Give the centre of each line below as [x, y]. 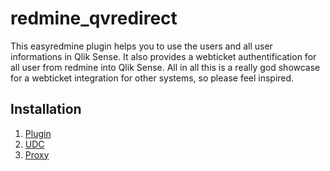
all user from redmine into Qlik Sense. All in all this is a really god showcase [165, 67]
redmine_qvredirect [94, 18]
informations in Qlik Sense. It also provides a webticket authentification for [163, 56]
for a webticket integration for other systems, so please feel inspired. [152, 78]
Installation [46, 109]
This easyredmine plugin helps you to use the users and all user [141, 46]
